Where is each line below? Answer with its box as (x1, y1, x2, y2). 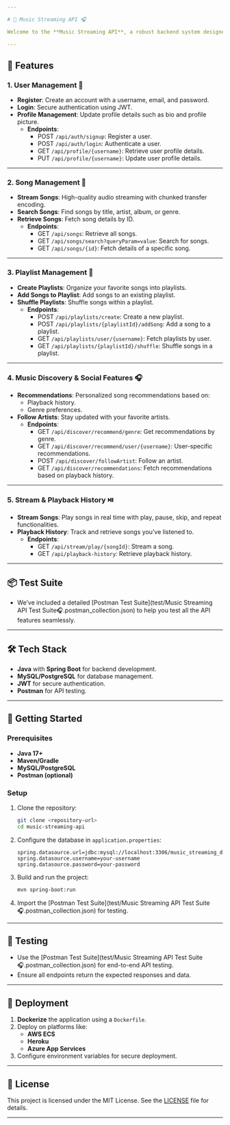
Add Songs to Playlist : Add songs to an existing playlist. (16, 291, 176, 299)
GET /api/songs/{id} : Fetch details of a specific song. (37, 244, 191, 252)
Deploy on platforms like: (16, 1023, 88, 1031)
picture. (16, 118, 39, 126)
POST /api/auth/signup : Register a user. (37, 132, 152, 141)
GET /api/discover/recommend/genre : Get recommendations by (37, 428, 216, 436)
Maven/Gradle (16, 756, 60, 764)
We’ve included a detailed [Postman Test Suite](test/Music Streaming (16, 598, 213, 607)
